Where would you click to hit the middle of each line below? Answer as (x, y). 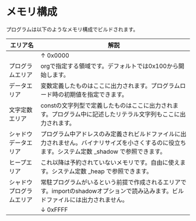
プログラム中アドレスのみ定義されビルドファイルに (111, 134)
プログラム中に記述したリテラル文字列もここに (116, 114)
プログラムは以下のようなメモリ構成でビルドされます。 (72, 29)
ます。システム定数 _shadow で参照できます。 (103, 151)
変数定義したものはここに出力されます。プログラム (110, 85)
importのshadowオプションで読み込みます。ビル (118, 191)
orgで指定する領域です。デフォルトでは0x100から (110, 66)
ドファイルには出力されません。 (84, 199)
